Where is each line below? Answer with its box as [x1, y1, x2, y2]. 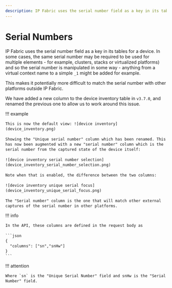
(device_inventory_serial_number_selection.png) [5, 162, 111, 167]
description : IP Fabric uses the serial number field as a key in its [5, 8, 159, 13]
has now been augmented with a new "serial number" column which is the [5, 142, 164, 147]
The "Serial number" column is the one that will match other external [5, 198, 161, 203]
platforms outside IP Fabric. [5, 85, 63, 91]
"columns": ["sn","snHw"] [10, 243, 66, 248]
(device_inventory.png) [5, 126, 56, 131]
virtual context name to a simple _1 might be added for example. [5, 70, 141, 76]
